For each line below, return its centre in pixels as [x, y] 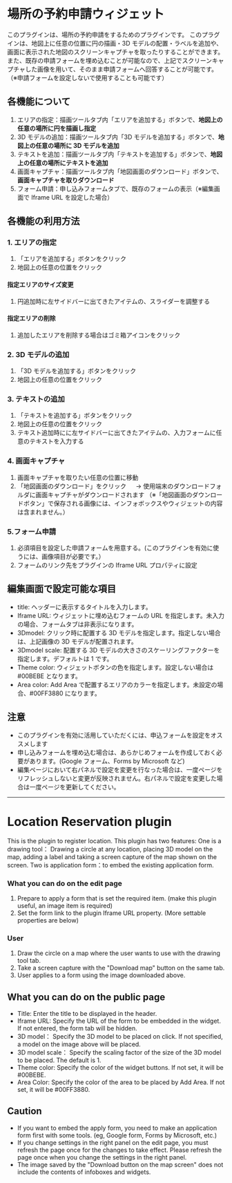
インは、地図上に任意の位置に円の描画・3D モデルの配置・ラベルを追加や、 [115, 43]
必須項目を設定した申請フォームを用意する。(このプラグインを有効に [115, 548]
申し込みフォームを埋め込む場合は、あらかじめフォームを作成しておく [117, 752]
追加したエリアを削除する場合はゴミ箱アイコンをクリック [99, 335]
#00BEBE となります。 [49, 676]
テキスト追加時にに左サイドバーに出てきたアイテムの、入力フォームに [116, 433]
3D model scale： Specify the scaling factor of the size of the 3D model [119, 1052]
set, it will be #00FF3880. [54, 1089]
